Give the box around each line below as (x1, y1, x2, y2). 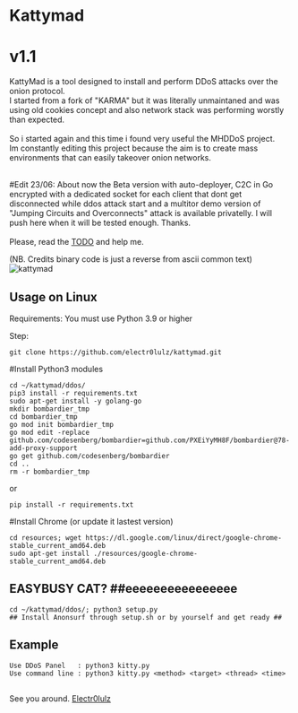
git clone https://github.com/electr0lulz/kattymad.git (9, 347, 222, 357)
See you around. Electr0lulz (9, 692, 112, 704)
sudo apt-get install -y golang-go (9, 396, 142, 405)
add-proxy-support (9, 443, 78, 453)
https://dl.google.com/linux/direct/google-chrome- (85, 533, 282, 543)
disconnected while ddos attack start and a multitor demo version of (9, 198, 261, 209)
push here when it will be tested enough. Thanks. (9, 217, 191, 229)
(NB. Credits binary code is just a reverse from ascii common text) (9, 254, 253, 265)
